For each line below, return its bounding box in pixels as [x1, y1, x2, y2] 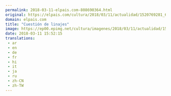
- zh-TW [7, 83, 24, 88]
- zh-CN [7, 78, 24, 83]
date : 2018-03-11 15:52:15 [5, 31, 63, 36]
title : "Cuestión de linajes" [5, 21, 70, 27]
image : [5, 26, 19, 31]
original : [5, 12, 26, 17]
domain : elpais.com [5, 17, 47, 22]
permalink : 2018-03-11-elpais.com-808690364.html [5, 7, 113, 13]
